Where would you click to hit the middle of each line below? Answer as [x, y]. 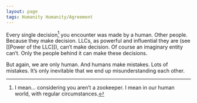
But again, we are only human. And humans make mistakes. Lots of [87, 64]
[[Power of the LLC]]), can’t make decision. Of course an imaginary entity [95, 47]
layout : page [22, 11]
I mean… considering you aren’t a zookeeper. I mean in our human [94, 88]
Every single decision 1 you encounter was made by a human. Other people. [97, 34]
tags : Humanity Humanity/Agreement [50, 17]
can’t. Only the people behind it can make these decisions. [77, 53]
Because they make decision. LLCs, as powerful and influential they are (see [98, 41]
